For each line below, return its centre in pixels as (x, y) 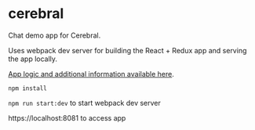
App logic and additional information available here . (91, 74)
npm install (27, 88)
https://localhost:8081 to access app (67, 117)
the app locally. (33, 59)
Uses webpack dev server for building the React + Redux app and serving (127, 50)
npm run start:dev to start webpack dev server (84, 103)
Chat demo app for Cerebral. (55, 35)
